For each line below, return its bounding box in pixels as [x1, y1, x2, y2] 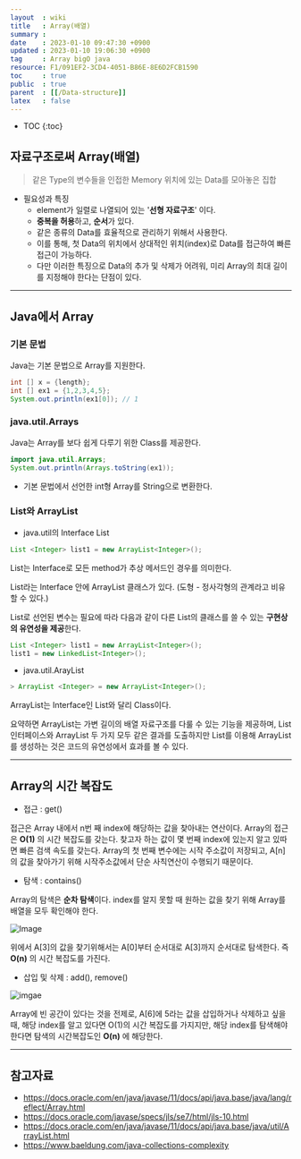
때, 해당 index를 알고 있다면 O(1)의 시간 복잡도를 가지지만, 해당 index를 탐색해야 [10, 1019, 288, 1030]
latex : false [10, 96, 71, 106]
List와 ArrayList [10, 505, 79, 517]
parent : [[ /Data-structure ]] [10, 88, 127, 97]
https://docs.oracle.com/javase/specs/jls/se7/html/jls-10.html [22, 1111, 249, 1121]
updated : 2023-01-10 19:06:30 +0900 [10, 47, 151, 55]
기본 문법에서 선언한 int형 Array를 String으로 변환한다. [22, 481, 213, 491]
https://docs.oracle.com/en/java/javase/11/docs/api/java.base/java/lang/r [22, 1092, 292, 1103]
